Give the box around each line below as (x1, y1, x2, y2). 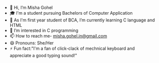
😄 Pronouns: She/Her (9, 40, 54, 46)
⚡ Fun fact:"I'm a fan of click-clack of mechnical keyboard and (9, 45, 135, 51)
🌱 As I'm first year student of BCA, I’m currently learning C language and (9, 17, 155, 23)
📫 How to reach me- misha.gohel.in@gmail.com (9, 33, 107, 39)
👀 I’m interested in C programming (9, 27, 79, 33)
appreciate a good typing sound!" (9, 53, 77, 58)
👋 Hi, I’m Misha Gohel (9, 5, 53, 10)
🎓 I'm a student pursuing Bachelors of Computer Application (9, 10, 133, 16)
